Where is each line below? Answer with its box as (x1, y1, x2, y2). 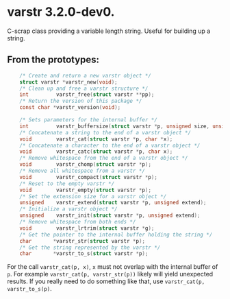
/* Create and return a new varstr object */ (19, 72, 152, 79)
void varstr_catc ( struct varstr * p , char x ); (19, 148, 173, 155)
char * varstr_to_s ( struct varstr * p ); (19, 250, 149, 257)
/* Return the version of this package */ (19, 97, 142, 105)
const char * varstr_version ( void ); (19, 104, 121, 111)
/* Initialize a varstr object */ (19, 206, 118, 213)
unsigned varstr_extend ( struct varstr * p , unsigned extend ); (19, 200, 207, 206)
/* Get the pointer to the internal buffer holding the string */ (19, 231, 213, 238)
